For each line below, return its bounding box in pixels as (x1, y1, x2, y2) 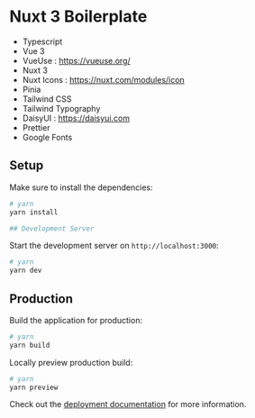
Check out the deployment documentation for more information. (9, 399, 247, 410)
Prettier (22, 122, 50, 132)
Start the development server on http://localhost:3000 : (9, 241, 219, 251)
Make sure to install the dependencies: (9, 182, 153, 193)
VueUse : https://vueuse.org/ (22, 55, 131, 66)
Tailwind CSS (22, 93, 72, 104)
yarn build (9, 341, 50, 350)
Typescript (22, 36, 63, 47)
